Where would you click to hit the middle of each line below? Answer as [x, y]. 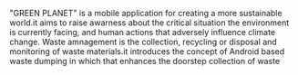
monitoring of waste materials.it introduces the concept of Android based [147, 52]
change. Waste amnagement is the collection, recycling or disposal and [144, 42]
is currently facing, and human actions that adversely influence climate [143, 32]
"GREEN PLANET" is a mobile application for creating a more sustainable [146, 13]
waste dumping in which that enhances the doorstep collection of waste [145, 61]
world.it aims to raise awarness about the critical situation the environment [149, 23]
